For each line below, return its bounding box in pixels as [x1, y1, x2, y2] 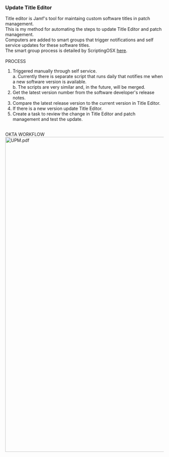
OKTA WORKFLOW [5, 132, 45, 138]
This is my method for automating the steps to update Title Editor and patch [5, 26, 162, 32]
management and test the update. [12, 116, 83, 122]
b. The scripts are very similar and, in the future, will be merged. [12, 84, 146, 90]
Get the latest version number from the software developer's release [12, 90, 155, 96]
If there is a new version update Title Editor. [12, 105, 103, 112]
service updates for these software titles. [5, 42, 91, 48]
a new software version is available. [12, 79, 87, 85]
